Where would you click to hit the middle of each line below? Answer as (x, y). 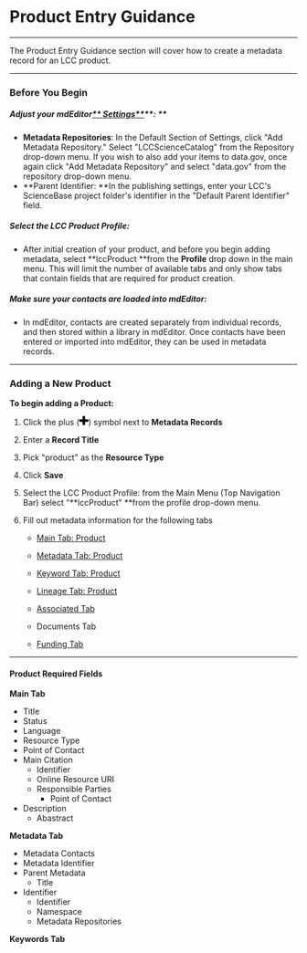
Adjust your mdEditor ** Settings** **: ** (88, 114)
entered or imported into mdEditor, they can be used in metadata (144, 341)
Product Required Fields (56, 674)
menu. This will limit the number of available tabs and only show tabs (153, 268)
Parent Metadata (54, 873)
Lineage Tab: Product (77, 592)
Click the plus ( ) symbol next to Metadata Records (122, 423)
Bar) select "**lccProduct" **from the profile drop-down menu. (142, 503)
